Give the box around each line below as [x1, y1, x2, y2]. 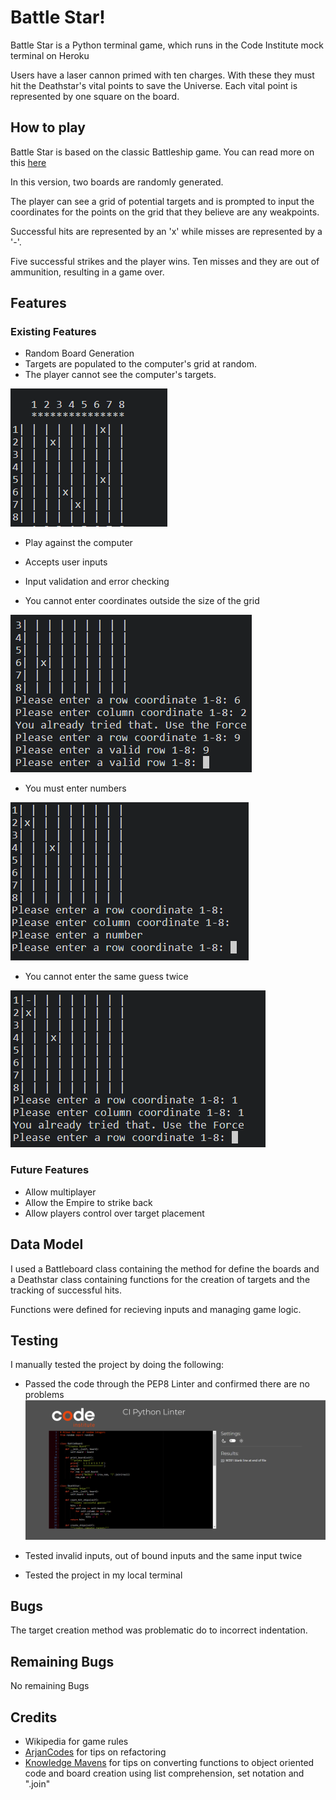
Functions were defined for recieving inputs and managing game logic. [10, 1303, 302, 1315]
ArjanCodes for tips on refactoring [24, 1746, 167, 1758]
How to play [10, 119, 86, 136]
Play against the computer [24, 537, 133, 549]
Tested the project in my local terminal [24, 1569, 183, 1581]
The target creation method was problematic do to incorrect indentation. [10, 1624, 308, 1636]
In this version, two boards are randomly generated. [10, 176, 224, 188]
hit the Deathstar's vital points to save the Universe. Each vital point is [10, 79, 298, 91]
